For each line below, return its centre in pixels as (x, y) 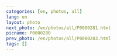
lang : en (17, 17)
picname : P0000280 (28, 33)
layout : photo (23, 22)
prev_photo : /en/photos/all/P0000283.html (58, 38)
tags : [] (17, 44)
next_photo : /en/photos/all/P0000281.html (58, 28)
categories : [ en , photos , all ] (44, 11)
